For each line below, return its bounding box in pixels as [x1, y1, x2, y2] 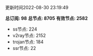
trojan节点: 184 [12, 39, 44, 45]
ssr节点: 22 [12, 45, 36, 51]
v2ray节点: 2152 [12, 33, 46, 38]
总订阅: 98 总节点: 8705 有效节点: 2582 [5, 15, 88, 21]
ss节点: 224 [12, 26, 37, 32]
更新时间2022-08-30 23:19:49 [5, 5, 69, 10]
